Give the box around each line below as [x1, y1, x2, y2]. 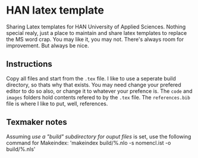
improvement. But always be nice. [6, 42, 89, 49]
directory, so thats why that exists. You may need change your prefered [6, 81, 181, 88]
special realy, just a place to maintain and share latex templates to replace [6, 29, 187, 36]
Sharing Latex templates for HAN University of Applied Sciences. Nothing [6, 23, 186, 30]
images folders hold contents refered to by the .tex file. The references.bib [6, 93, 190, 101]
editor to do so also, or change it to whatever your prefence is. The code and [6, 87, 193, 95]
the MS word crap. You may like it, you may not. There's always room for [6, 36, 184, 43]
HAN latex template [6, 4, 104, 17]
